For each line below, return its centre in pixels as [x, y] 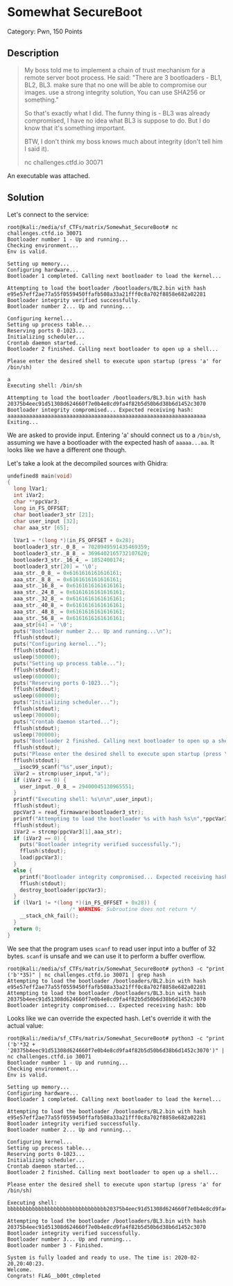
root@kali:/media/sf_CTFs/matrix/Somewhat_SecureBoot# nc [93, 227]
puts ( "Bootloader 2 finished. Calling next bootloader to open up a [114, 741]
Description [33, 53]
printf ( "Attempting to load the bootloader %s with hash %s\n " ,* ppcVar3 [121, 818]
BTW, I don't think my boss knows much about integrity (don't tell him [123, 141]
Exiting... [23, 422]
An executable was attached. [49, 175]
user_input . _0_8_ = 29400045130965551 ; [77, 786]
